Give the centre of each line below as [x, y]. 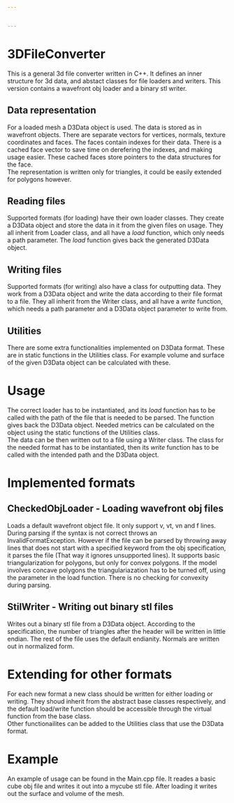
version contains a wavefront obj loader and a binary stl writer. [97, 88]
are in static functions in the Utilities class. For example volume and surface [116, 355]
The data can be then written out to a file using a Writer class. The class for [116, 440]
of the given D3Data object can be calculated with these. [89, 362]
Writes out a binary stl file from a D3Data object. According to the [101, 624]
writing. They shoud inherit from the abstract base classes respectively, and [117, 701]
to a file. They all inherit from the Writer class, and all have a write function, [115, 301]
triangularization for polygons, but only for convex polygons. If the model [112, 562]
